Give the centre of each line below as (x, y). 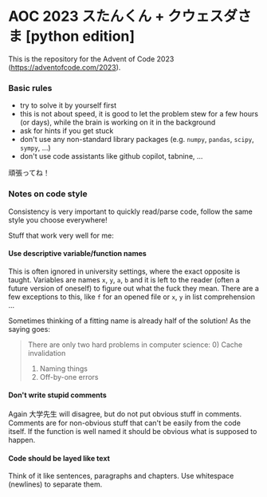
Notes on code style (48, 194)
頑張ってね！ (29, 173)
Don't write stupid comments (58, 395)
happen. (22, 440)
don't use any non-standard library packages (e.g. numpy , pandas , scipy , (137, 140)
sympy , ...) (35, 148)
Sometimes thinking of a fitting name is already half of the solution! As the (130, 321)
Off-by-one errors (69, 377)
